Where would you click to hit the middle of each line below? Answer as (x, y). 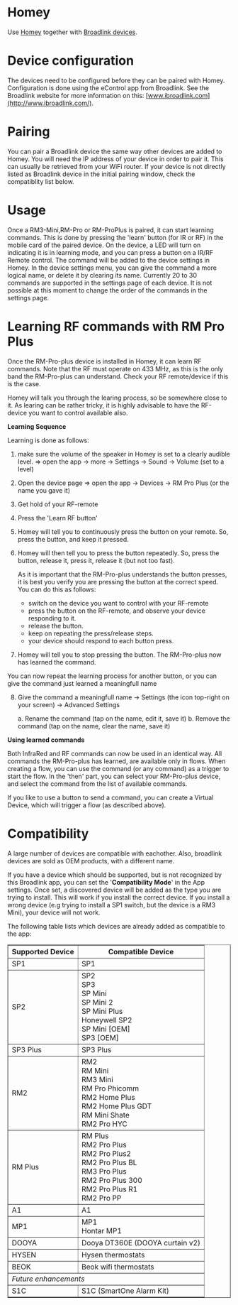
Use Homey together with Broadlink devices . (73, 32)
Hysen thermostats (113, 1255)
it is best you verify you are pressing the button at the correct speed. (118, 581)
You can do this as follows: (57, 589)
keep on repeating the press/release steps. (91, 633)
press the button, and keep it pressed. (73, 539)
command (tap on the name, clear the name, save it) (94, 726)
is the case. (24, 383)
